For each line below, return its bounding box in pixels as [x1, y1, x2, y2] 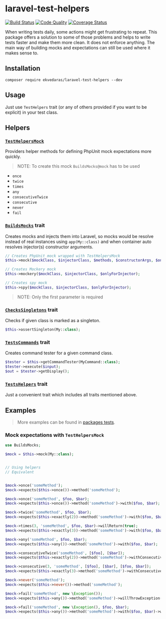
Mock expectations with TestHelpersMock [5, 431, 105, 438]
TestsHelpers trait [5, 381, 48, 387]
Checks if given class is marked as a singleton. [5, 318, 100, 324]
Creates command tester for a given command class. [5, 350, 113, 356]
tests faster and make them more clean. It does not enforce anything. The [5, 39, 155, 45]
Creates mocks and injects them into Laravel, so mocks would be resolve [5, 233, 154, 239]
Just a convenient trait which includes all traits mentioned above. [5, 392, 137, 398]
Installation [5, 64, 41, 73]
